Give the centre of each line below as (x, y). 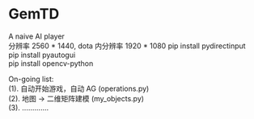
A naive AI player (36, 36)
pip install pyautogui (42, 55)
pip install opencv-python (51, 63)
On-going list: (31, 79)
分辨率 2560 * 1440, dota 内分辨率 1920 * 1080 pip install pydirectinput (127, 46)
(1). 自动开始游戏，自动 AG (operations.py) (79, 88)
